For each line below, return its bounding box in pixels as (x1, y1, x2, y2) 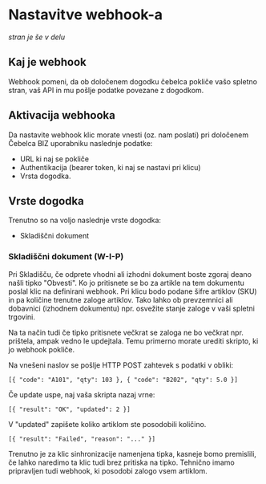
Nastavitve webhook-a (8, 6, 163, 24)
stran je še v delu (8, 32, 66, 42)
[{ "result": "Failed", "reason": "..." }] (8, 435, 156, 443)
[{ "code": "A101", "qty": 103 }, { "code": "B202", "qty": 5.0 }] (8, 376, 239, 384)
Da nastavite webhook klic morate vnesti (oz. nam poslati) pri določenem (8, 130, 249, 140)
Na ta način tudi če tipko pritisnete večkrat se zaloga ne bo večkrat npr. (8, 327, 244, 337)
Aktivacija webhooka (8, 108, 116, 122)
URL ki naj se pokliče (19, 154, 90, 164)
